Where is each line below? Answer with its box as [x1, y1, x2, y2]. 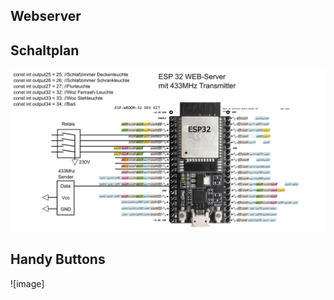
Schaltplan [10, 42, 80, 59]
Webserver [10, 8, 82, 25]
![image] [10, 277, 45, 289]
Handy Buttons [10, 251, 106, 268]
